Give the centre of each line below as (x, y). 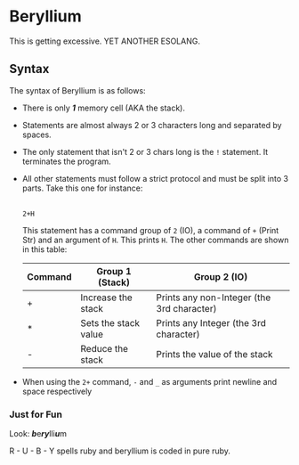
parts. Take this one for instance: (82, 188)
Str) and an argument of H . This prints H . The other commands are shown (155, 240)
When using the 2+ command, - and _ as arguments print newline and (149, 381)
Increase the (106, 298)
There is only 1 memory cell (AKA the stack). (103, 108)
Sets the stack (110, 322)
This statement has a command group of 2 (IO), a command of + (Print (150, 230)
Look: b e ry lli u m (38, 434)
